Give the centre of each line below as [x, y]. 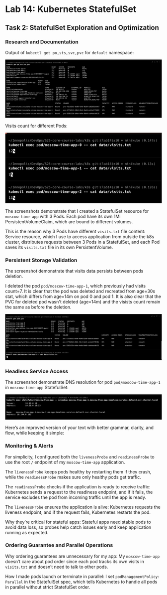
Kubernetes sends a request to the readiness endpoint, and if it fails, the [79, 492]
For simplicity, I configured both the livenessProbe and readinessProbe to [80, 456]
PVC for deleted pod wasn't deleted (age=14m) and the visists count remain [83, 302]
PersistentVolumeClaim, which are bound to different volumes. [69, 222]
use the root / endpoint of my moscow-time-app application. [65, 462]
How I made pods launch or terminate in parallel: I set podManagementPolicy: [83, 576]
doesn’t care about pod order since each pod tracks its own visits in [75, 561]
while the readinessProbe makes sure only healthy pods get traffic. [73, 477]
